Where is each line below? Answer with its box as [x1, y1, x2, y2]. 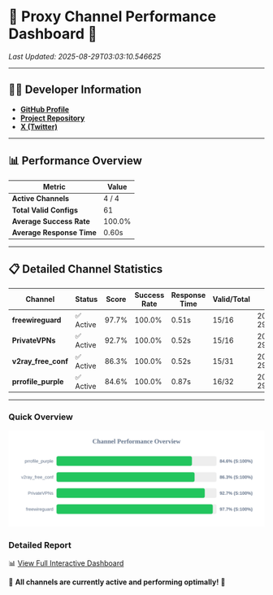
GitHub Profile [19, 104, 70, 114]
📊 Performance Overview [8, 154, 142, 168]
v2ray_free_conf [11, 356, 69, 365]
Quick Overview [8, 411, 73, 422]
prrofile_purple [11, 376, 64, 386]
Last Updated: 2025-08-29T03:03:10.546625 [8, 51, 162, 61]
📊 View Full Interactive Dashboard [8, 558, 124, 568]
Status [75, 295, 98, 304]
